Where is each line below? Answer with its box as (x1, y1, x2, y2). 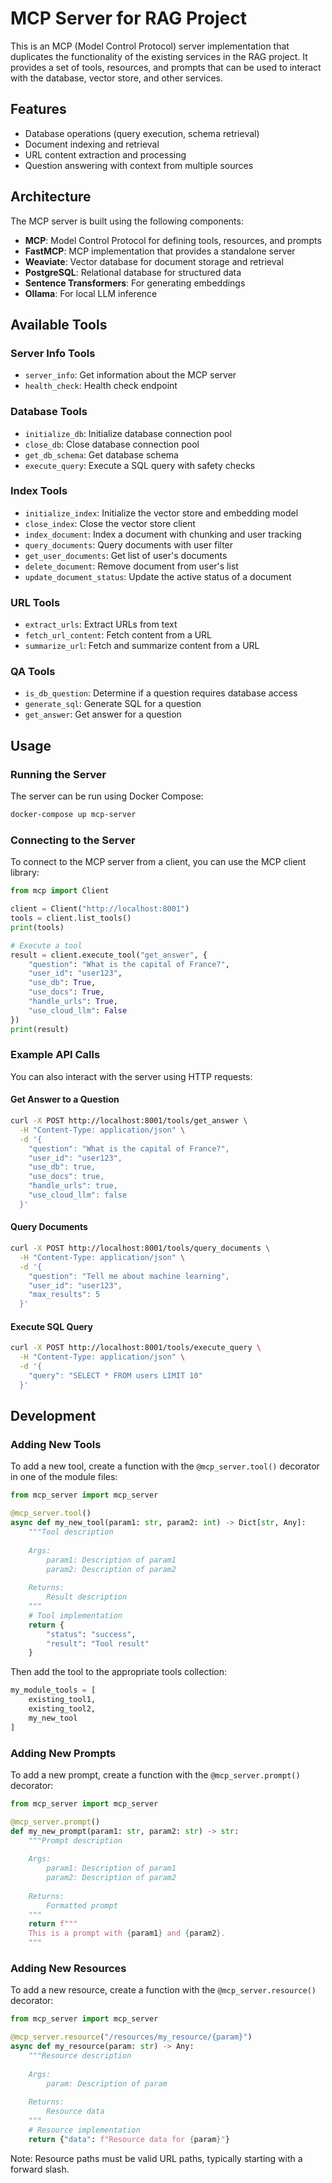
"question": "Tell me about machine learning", (28, 1271, 230, 1281)
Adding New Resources (10, 1961, 127, 1975)
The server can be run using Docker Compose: (10, 790, 204, 802)
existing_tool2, (28, 1704, 97, 1714)
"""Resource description (28, 2050, 132, 2061)
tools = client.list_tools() (10, 913, 132, 924)
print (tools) (10, 922, 65, 932)
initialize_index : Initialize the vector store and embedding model (24, 507, 299, 519)
